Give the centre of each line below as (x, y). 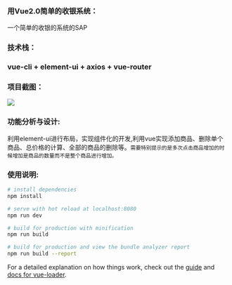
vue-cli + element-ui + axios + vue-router (79, 67)
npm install (25, 196)
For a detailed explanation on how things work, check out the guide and (111, 267)
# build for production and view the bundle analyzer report (99, 247)
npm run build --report (42, 254)
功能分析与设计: (34, 122)
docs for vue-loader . (37, 274)
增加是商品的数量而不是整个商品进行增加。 (65, 156)
